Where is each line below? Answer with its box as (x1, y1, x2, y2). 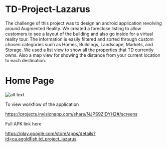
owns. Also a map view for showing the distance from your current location (5, 52, 160, 58)
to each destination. (5, 57, 47, 63)
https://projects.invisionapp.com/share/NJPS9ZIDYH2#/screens (5, 111, 138, 117)
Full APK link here (5, 120, 42, 126)
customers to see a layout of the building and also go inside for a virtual (5, 31, 153, 37)
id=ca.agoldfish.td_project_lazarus (5, 135, 77, 141)
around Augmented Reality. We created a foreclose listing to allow (5, 25, 141, 31)
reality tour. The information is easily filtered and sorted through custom (5, 36, 154, 42)
